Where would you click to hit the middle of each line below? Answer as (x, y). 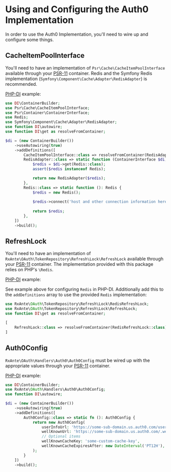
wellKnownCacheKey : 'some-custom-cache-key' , (91, 441)
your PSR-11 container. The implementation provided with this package (79, 264)
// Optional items (61, 436)
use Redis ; (17, 117)
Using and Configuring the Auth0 (77, 9)
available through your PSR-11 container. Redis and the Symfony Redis (79, 73)
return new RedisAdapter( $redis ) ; (69, 178)
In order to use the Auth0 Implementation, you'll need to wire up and (77, 34)
